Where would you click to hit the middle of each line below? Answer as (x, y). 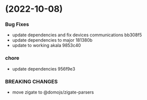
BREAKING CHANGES (31, 81)
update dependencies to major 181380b (52, 40)
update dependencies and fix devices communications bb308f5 (77, 35)
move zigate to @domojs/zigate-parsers (53, 92)
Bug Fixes (17, 25)
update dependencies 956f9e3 (44, 69)
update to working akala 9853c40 (46, 46)
